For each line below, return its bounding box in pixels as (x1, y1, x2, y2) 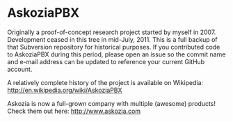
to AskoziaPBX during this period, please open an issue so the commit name (7, 50, 226, 59)
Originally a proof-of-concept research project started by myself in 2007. (7, 28, 216, 36)
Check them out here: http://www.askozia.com (7, 107, 141, 115)
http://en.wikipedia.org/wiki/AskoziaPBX (7, 86, 123, 94)
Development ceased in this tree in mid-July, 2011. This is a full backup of (7, 35, 218, 43)
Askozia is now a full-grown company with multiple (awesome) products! (7, 99, 216, 107)
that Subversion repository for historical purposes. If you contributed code (7, 43, 220, 51)
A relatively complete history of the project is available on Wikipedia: (7, 78, 204, 86)
